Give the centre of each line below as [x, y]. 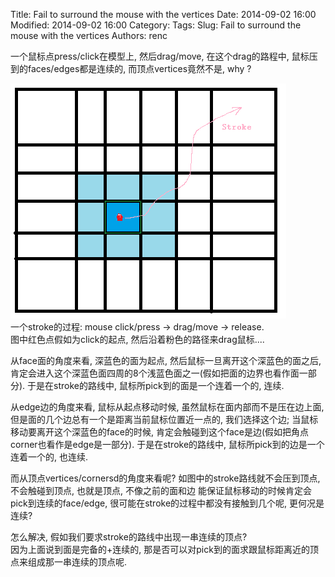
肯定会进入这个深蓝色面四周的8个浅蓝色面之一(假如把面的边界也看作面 [155, 373]
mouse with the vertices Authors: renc [89, 35]
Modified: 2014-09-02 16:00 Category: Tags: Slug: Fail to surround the [156, 25]
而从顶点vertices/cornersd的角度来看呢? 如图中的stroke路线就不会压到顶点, [165, 478]
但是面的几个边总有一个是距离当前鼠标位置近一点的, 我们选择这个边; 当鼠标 [164, 419]
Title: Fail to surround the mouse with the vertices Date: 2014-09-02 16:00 [163, 14]
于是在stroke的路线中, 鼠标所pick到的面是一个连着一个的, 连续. [156, 385]
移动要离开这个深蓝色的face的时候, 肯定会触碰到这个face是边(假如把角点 [160, 432]
